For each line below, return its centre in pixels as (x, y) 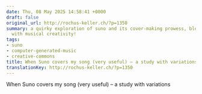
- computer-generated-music (41, 51)
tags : (13, 40)
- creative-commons (31, 56)
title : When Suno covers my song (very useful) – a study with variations (102, 62)
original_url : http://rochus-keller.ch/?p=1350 (67, 23)
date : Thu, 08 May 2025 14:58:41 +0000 (56, 12)
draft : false (23, 17)
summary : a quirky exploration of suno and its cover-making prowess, (96, 28)
